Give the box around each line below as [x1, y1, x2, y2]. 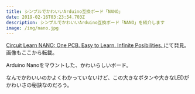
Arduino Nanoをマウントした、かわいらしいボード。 [6, 62, 132, 69]
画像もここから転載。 [6, 49, 57, 56]
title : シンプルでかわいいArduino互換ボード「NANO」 [6, 8, 123, 15]
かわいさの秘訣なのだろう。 [6, 82, 73, 89]
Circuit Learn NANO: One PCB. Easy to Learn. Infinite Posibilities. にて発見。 [6, 42, 190, 49]
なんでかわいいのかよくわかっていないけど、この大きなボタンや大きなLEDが [6, 74, 189, 81]
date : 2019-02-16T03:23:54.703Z [6, 14, 85, 20]
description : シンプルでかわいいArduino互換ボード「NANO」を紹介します [6, 19, 165, 25]
